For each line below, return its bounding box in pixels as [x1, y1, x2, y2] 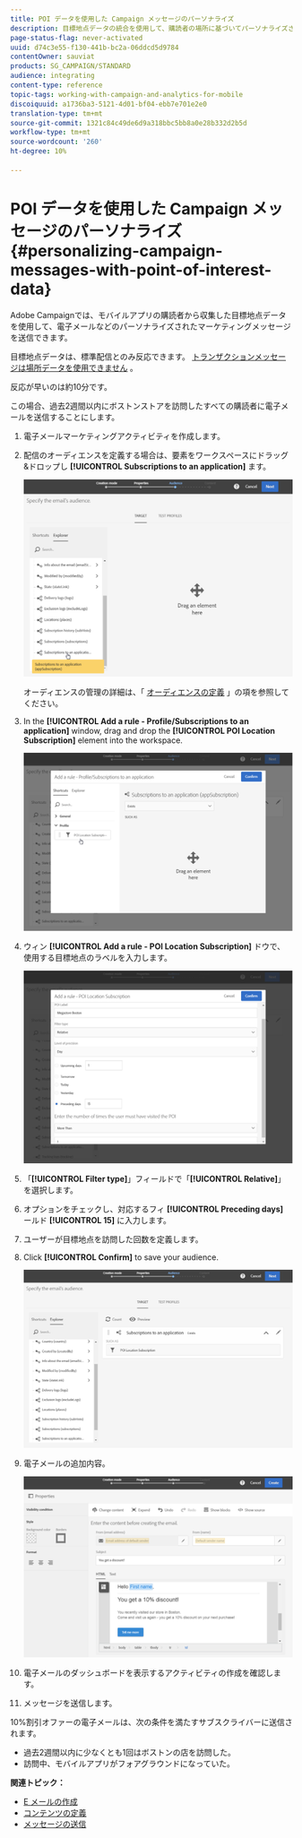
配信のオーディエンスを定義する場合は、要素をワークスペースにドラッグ [22, 449, 289, 461]
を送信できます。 [10, 332, 73, 342]
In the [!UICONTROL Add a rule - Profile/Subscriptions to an [22, 715, 249, 726]
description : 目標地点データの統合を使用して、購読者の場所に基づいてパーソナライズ [10, 23, 289, 33]
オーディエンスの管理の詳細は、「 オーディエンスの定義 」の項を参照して [22, 686, 289, 697]
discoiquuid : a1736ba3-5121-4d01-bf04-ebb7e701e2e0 [10, 99, 207, 108]
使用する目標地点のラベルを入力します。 [22, 952, 173, 962]
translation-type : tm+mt [10, 108, 103, 118]
